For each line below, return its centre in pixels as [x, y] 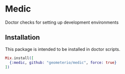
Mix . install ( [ [20, 58]
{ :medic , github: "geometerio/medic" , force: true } [63, 62]
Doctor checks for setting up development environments [62, 22]
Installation [22, 37]
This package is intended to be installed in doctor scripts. [63, 49]
